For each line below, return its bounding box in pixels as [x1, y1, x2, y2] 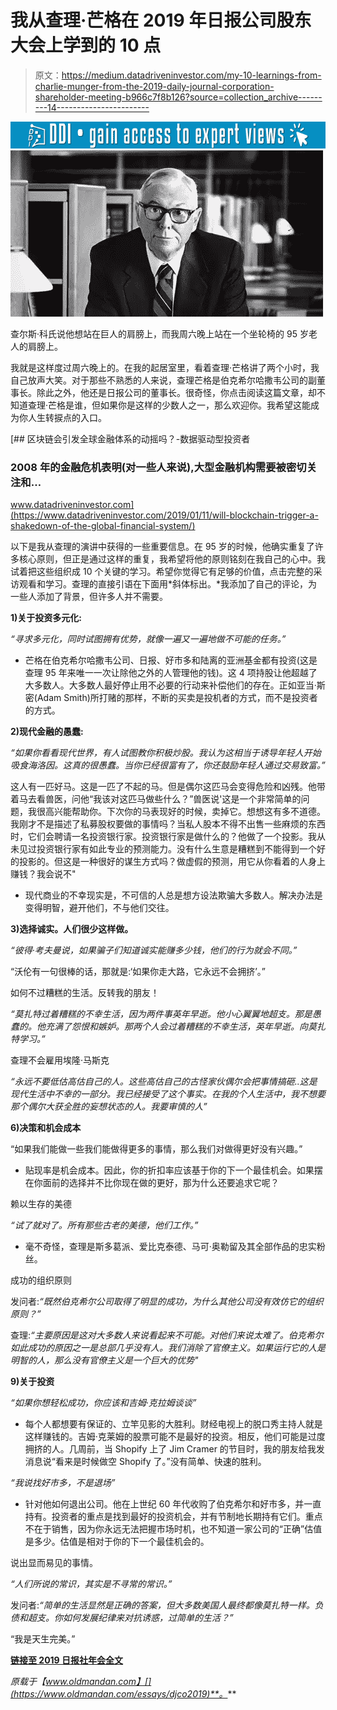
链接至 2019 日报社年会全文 [10, 1654, 124, 1666]
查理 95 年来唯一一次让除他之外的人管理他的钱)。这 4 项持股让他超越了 [24, 667, 318, 679]
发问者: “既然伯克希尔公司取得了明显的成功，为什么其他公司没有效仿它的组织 [10, 1296, 324, 1308]
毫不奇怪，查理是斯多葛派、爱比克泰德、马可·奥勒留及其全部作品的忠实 [24, 1241, 317, 1253]
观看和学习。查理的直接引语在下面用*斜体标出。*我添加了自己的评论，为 [18, 578, 318, 590]
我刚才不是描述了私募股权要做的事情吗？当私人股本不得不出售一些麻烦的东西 [10, 818, 326, 830]
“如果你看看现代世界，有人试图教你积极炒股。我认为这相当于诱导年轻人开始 [10, 747, 322, 759]
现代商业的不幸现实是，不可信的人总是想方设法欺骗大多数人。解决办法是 [24, 889, 323, 901]
